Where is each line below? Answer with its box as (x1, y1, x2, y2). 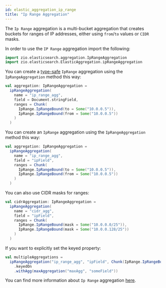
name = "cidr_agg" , (14, 208, 54, 213)
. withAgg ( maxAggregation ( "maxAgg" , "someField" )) (14, 268, 119, 274)
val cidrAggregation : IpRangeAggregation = (5, 199, 96, 204)
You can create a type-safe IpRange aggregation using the (5, 69, 124, 75)
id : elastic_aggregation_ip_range (5, 7, 77, 12)
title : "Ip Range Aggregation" (5, 12, 70, 17)
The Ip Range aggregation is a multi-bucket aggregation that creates (5, 25, 144, 31)
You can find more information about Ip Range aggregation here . (5, 278, 136, 284)
